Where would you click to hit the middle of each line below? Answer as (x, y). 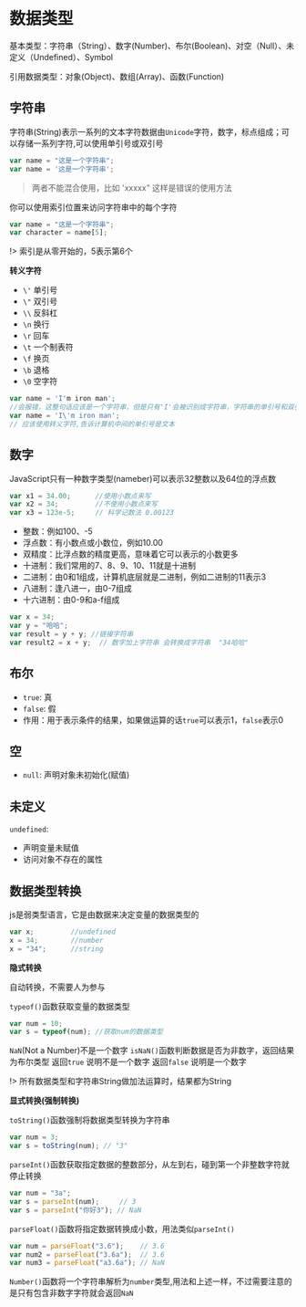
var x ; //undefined (63, 932)
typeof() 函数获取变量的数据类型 (70, 1006)
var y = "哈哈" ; (39, 626)
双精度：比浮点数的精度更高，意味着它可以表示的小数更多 (130, 554)
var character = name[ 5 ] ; (58, 233)
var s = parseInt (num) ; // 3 (73, 1201)
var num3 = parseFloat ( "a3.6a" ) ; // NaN (87, 1263)
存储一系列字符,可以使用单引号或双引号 (90, 143)
